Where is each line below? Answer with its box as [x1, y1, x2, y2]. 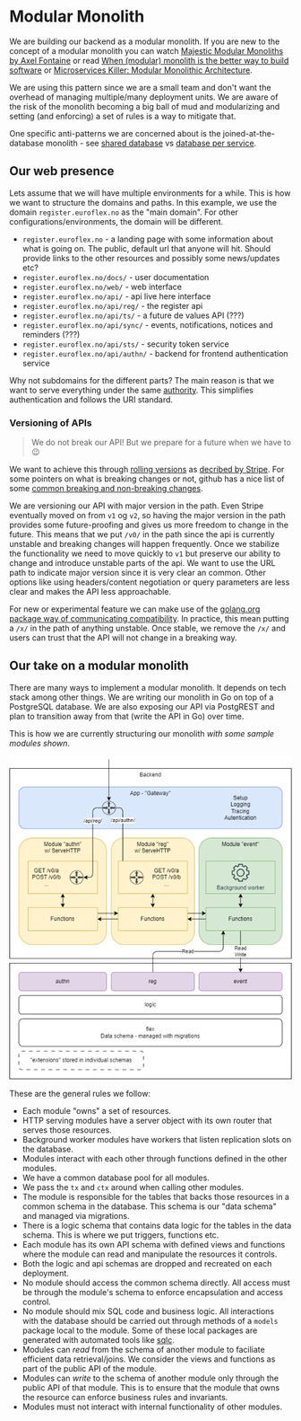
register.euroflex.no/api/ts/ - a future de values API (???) [21, 310, 245, 321]
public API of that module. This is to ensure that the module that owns [21, 1381, 280, 1393]
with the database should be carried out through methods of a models [21, 1315, 279, 1326]
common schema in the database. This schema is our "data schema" [21, 1201, 277, 1212]
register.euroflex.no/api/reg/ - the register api [21, 300, 203, 311]
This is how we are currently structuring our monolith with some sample [9, 728, 275, 738]
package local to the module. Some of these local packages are [21, 1325, 258, 1336]
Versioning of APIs [9, 416, 92, 428]
